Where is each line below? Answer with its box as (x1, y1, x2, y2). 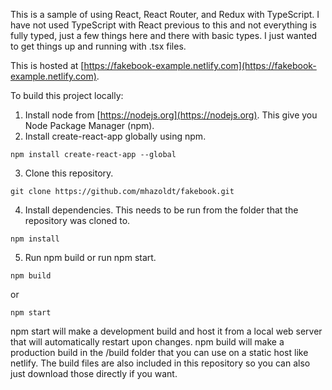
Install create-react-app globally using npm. (24, 130, 207, 142)
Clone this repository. (24, 167, 114, 179)
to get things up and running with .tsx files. (10, 40, 187, 52)
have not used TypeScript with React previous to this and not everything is (10, 19, 317, 31)
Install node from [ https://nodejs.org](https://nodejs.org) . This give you (24, 109, 318, 121)
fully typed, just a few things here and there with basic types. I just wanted (10, 30, 318, 41)
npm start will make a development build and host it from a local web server (10, 325, 323, 337)
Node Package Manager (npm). (24, 120, 155, 131)
